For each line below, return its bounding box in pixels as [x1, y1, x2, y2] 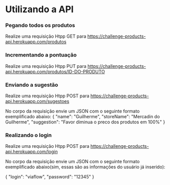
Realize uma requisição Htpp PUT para [5, 63, 87, 69]
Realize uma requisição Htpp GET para [5, 33, 87, 39]
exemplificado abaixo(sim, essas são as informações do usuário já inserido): [5, 164, 165, 170]
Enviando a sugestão [5, 81, 59, 88]
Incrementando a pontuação [5, 51, 77, 59]
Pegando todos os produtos [5, 22, 75, 29]
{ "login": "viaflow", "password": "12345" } [5, 174, 94, 180]
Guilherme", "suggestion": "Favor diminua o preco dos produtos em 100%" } [5, 119, 165, 125]
